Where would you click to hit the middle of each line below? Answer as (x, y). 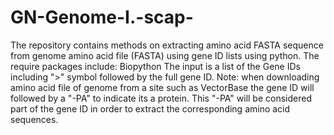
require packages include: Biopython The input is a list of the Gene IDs (155, 66)
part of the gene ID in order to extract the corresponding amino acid (150, 108)
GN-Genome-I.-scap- (102, 17)
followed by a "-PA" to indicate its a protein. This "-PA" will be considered (161, 98)
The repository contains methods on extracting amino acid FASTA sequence (167, 45)
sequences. (34, 119)
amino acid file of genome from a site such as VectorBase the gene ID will (162, 87)
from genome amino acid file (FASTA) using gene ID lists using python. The (165, 55)
